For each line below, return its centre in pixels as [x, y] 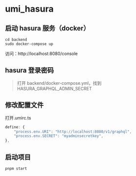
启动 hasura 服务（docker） [48, 28]
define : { [15, 127]
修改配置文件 [24, 105]
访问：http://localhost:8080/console [41, 54]
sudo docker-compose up [29, 44]
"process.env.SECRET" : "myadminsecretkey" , [59, 136]
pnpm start [16, 168]
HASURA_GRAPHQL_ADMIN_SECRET [54, 88]
